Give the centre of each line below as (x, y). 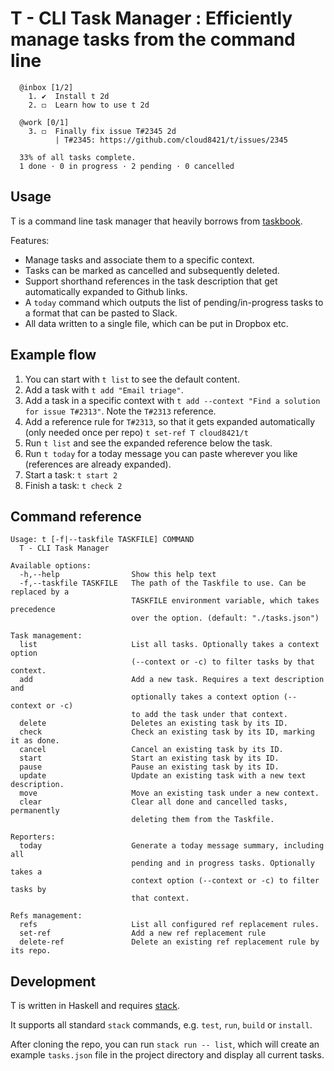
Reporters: (33, 837)
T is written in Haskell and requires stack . (95, 1006)
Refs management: (46, 916)
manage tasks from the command (153, 39)
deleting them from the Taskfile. (203, 820)
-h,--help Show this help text (118, 575)
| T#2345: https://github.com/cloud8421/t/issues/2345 (171, 140)
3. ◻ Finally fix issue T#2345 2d (102, 131)
